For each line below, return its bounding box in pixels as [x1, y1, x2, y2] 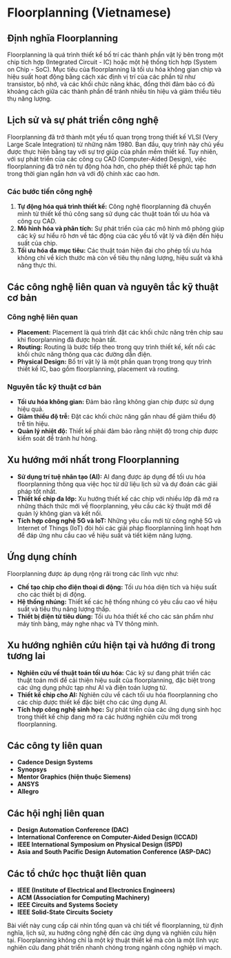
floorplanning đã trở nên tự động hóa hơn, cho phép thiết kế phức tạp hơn [7, 162, 217, 170]
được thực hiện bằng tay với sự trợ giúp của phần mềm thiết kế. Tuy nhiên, [7, 147, 219, 156]
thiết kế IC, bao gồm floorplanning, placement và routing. [17, 364, 180, 373]
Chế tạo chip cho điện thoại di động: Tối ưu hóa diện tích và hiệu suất [17, 583, 217, 591]
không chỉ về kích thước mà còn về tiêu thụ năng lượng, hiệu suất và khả [17, 254, 223, 262]
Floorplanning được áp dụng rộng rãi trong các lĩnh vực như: [7, 569, 179, 577]
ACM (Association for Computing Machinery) [17, 893, 150, 901]
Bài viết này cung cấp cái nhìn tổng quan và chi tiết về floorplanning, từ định [7, 921, 223, 929]
